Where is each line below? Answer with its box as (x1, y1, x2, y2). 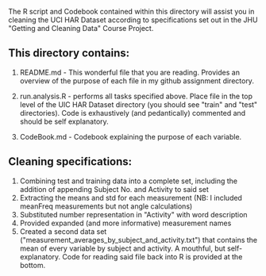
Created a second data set (19, 226, 107, 236)
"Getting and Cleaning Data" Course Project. (8, 24, 154, 33)
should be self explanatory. (19, 117, 109, 126)
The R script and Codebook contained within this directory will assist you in (8, 7, 255, 16)
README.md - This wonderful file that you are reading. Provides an (19, 67, 241, 77)
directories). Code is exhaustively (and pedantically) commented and (19, 108, 246, 117)
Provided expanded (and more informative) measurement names (19, 218, 232, 228)
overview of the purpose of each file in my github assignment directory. (19, 75, 254, 86)
